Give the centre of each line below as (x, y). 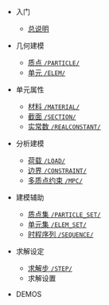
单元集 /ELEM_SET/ (57, 224)
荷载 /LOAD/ (47, 160)
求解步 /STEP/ (50, 268)
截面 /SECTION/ (52, 117)
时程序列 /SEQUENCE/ (60, 234)
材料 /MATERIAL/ (54, 107)
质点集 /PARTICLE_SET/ (64, 214)
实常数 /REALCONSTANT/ (64, 127)
